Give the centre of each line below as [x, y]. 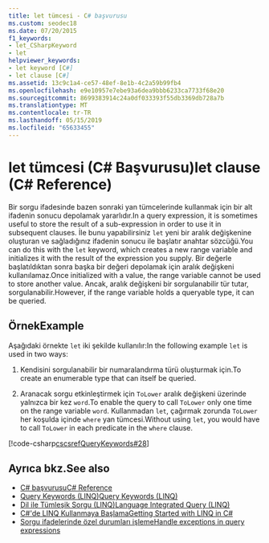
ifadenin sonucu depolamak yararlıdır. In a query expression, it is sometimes [133, 215]
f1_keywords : [30, 38]
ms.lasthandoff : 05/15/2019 [55, 120]
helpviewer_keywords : [45, 61]
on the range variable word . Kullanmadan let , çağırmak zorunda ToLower [139, 410]
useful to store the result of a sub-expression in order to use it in [115, 224]
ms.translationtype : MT [48, 105]
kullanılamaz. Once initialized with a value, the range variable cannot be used [134, 275]
